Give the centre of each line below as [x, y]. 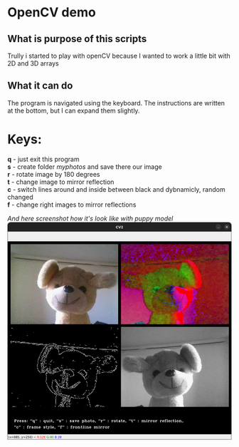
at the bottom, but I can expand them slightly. [74, 111]
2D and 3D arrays [33, 63]
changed [20, 197]
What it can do [40, 86]
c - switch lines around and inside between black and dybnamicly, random [116, 189]
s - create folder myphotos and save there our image [85, 166]
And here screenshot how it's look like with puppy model [90, 218]
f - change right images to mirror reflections [72, 205]
